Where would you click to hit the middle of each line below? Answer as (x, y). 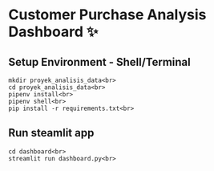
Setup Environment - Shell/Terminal (99, 62)
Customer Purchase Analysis (107, 15)
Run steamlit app (51, 133)
